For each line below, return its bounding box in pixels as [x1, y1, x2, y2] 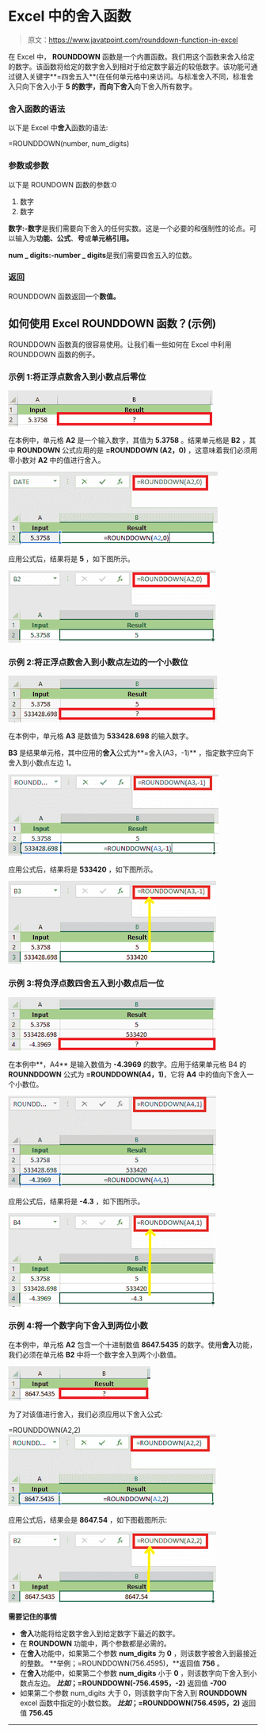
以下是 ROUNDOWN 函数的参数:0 [8, 179, 117, 189]
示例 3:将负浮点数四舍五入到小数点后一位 [8, 978, 165, 989]
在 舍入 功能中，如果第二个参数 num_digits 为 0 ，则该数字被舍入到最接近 [19, 1648, 257, 1658]
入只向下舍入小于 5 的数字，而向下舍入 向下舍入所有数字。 [8, 81, 196, 91]
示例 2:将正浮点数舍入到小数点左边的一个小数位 [8, 657, 188, 668]
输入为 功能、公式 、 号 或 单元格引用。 [14, 233, 133, 243]
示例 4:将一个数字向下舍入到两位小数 [8, 1320, 149, 1331]
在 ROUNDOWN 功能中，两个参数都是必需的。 [19, 1639, 172, 1648]
